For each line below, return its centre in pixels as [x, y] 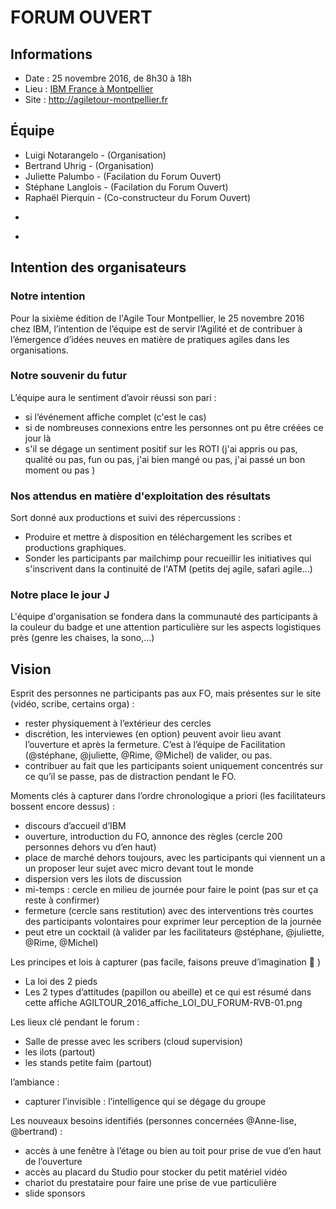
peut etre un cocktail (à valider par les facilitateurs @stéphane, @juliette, [174, 932]
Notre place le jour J [60, 595]
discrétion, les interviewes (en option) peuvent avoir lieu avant [153, 734]
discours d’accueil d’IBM [75, 826]
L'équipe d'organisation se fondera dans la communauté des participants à [164, 617]
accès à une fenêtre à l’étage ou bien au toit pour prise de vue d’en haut [173, 1151]
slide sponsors [55, 1193]
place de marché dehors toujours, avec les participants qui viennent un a [175, 858]
